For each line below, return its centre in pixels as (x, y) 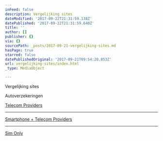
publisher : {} (19, 37)
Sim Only (14, 133)
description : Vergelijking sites (39, 14)
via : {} (13, 41)
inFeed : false (19, 9)
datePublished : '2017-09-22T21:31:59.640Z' (50, 23)
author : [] (16, 32)
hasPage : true (19, 50)
